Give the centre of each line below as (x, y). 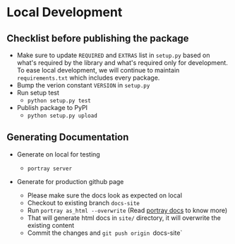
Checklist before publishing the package (98, 38)
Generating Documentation (68, 137)
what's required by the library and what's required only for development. (122, 63)
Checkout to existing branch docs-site (84, 202)
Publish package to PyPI (52, 108)
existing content (51, 225)
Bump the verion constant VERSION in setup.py (83, 85)
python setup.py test (59, 101)
